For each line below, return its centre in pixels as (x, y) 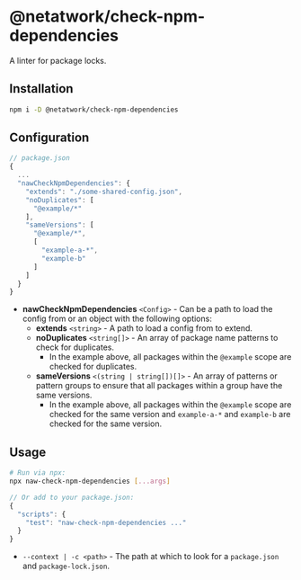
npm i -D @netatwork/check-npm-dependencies (94, 110)
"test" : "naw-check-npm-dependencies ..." (106, 522)
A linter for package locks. (58, 60)
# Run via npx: (38, 473)
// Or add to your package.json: (72, 497)
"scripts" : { (42, 514)
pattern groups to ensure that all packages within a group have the (159, 386)
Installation (41, 89)
